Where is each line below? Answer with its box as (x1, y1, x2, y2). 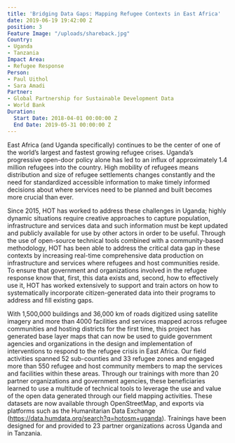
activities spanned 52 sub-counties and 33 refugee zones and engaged (7, 354, 215, 362)
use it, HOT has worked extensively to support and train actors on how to (7, 281, 219, 289)
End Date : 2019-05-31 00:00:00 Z (13, 121, 112, 128)
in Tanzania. (7, 429, 42, 437)
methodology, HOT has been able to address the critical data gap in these (7, 244, 221, 252)
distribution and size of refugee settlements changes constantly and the (7, 170, 215, 179)
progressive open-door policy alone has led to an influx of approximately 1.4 (7, 155, 228, 164)
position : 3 (7, 23, 42, 30)
